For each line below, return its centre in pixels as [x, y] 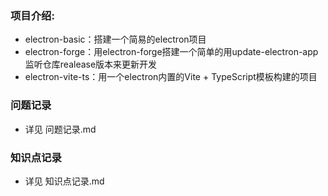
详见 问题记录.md [60, 129]
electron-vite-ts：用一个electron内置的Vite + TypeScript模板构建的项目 [171, 77]
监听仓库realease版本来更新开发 [91, 64]
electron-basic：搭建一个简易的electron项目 [115, 39]
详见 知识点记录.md [64, 181]
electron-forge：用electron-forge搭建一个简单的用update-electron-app [171, 52]
